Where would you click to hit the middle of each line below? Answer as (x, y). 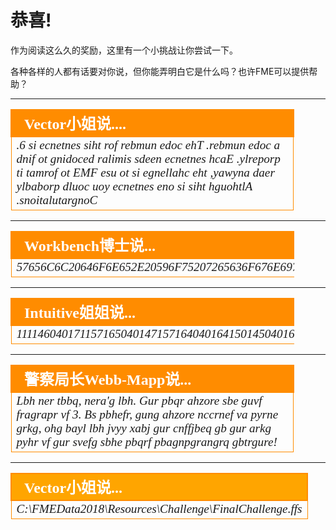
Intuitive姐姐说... (80, 312)
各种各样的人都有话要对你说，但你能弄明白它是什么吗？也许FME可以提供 (160, 71)
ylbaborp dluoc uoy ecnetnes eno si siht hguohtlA (134, 186)
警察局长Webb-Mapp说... (108, 379)
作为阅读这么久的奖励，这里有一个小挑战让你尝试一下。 (124, 50)
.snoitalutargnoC (57, 199)
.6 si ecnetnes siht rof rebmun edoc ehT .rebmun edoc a (148, 144)
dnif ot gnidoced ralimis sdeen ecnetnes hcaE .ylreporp (148, 158)
